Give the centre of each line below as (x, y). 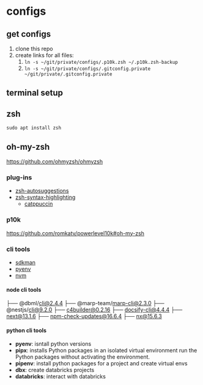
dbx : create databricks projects (55, 370)
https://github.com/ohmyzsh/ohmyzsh (54, 161)
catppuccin (39, 204)
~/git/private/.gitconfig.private (68, 74)
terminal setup (35, 93)
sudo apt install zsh (34, 128)
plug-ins (19, 177)
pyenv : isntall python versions (53, 344)
